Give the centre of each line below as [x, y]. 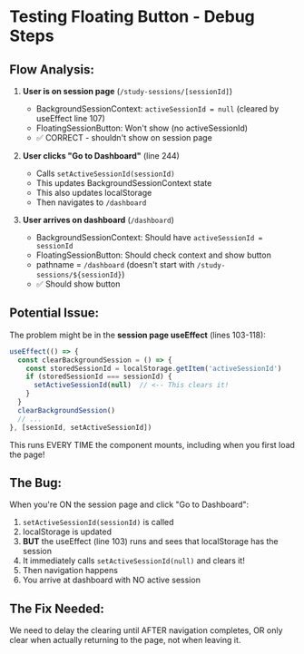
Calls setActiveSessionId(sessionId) [105, 173]
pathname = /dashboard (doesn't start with [115, 264]
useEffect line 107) [71, 118]
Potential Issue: [54, 313]
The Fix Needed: [57, 608]
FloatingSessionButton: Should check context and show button [154, 255]
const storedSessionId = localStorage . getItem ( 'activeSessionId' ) [154, 368]
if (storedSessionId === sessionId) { [99, 377]
